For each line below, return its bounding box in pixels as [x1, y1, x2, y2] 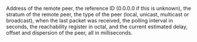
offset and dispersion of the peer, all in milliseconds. [6, 29, 133, 36]
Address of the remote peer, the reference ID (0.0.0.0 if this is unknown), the [6, 5, 191, 12]
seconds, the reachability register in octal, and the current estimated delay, [6, 23, 188, 30]
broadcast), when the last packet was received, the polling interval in [6, 17, 173, 24]
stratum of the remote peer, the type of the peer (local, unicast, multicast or [6, 11, 189, 18]
